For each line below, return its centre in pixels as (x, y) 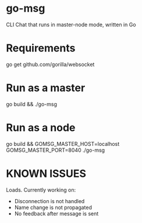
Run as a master (46, 88)
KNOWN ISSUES (46, 173)
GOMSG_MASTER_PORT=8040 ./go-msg (56, 150)
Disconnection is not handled (49, 201)
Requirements (41, 48)
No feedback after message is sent (56, 213)
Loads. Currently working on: (41, 190)
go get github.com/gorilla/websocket (50, 64)
